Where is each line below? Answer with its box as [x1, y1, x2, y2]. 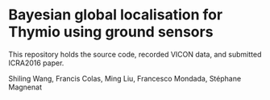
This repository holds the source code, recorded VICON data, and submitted [8, 49, 262, 59]
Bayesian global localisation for [8, 6, 223, 24]
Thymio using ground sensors [8, 23, 214, 41]
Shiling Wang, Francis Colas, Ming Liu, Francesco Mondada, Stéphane [8, 73, 242, 83]
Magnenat [8, 82, 43, 92]
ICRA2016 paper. [8, 58, 64, 68]
